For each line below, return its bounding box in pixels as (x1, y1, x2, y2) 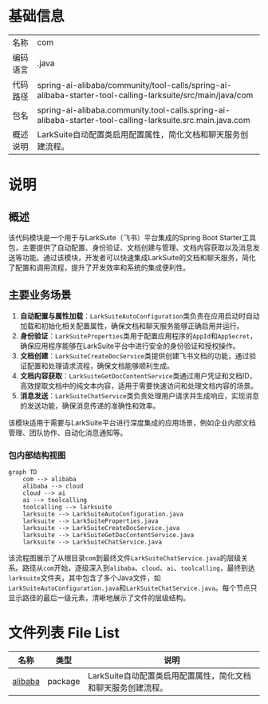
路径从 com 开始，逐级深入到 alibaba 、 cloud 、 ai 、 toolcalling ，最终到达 (22, 564, 255, 573)
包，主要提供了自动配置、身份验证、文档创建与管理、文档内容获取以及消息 (8, 243, 253, 252)
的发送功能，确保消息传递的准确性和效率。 (19, 401, 160, 410)
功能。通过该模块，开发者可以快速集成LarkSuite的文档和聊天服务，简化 (22, 252, 257, 262)
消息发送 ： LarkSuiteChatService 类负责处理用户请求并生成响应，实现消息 (19, 390, 259, 400)
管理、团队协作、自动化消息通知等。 (8, 428, 128, 437)
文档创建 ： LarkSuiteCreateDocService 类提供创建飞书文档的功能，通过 (19, 350, 250, 360)
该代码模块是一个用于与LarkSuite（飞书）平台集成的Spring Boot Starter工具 (8, 232, 257, 242)
